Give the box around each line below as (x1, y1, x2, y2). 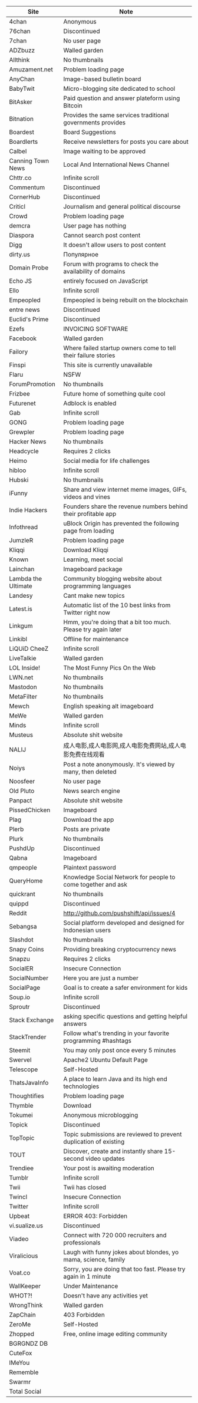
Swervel (9, 1056, 32, 1063)
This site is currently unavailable (63, 361, 153, 369)
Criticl (9, 203, 25, 210)
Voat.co (9, 1269, 31, 1277)
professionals (63, 1239, 101, 1246)
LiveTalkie (9, 654, 37, 662)
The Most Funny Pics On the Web (63, 664, 156, 671)
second (63, 1155, 84, 1162)
